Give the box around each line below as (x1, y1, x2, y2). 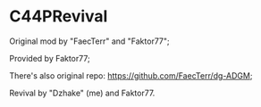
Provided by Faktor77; (9, 53, 91, 63)
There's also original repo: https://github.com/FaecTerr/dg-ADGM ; (9, 70, 253, 81)
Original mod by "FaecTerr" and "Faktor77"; (9, 36, 170, 46)
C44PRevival (9, 6, 108, 27)
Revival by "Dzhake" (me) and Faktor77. (9, 87, 156, 98)
